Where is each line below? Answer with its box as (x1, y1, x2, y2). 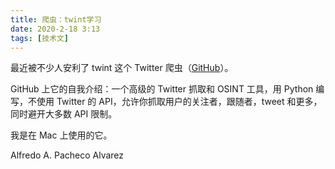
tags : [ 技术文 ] (10, 33, 70, 43)
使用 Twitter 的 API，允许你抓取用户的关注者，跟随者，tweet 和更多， (36, 96, 323, 108)
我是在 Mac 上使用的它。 (10, 129, 113, 141)
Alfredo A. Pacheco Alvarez (10, 149, 125, 161)
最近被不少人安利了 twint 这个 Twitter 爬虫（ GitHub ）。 (10, 62, 234, 74)
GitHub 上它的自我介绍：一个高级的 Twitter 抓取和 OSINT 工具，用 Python (10, 83, 314, 95)
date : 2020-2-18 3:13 (10, 24, 101, 34)
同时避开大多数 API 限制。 (10, 108, 118, 120)
